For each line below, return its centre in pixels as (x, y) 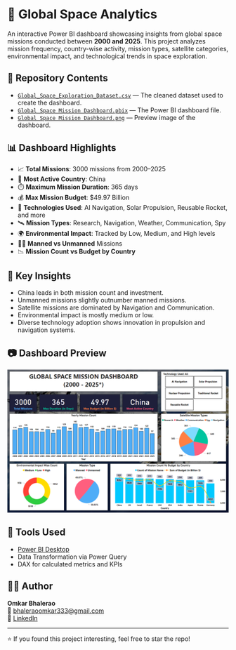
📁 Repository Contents (58, 78)
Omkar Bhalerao (32, 603)
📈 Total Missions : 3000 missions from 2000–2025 (92, 168)
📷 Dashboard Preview (57, 353)
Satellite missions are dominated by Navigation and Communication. (116, 307)
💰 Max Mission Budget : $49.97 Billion (73, 197)
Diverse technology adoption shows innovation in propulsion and (111, 323)
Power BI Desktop (43, 549)
